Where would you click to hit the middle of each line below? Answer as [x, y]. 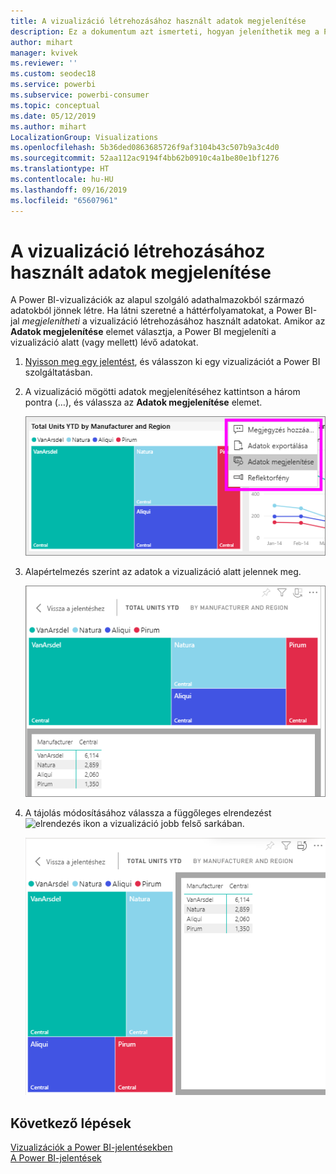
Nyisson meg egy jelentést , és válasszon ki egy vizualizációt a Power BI [172, 362]
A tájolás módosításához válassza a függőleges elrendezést [148, 812]
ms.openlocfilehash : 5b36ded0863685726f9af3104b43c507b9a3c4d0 [145, 148]
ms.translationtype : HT [60, 169]
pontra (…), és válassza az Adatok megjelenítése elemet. [143, 402]
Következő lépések [71, 1123]
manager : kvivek [44, 53]
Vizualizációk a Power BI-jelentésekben [91, 1147]
